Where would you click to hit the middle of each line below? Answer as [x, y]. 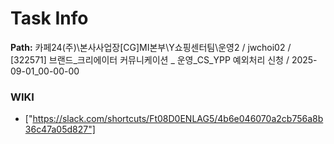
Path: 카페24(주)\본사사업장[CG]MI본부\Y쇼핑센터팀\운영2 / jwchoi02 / [151, 47]
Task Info [49, 18]
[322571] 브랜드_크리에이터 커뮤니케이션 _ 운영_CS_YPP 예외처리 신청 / [150, 59]
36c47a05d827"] [60, 129]
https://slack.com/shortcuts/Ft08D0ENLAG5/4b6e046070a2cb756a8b [178, 119]
